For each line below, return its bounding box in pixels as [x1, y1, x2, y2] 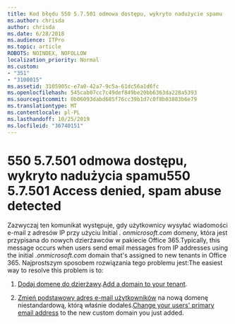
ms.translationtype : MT [7, 103, 78, 110]
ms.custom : [7, 63, 40, 70]
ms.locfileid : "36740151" [7, 122, 83, 129]
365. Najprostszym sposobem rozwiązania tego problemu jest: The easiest [7, 259, 223, 267]
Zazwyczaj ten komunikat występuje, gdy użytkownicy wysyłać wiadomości [7, 221, 228, 230]
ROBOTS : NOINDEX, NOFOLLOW [7, 50, 87, 57]
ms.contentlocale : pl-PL [7, 109, 80, 116]
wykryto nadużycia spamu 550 [7, 168, 191, 184]
